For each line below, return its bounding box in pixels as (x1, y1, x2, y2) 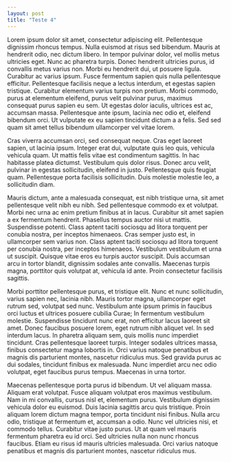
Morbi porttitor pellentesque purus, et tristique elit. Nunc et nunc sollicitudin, (7, 287, 223, 296)
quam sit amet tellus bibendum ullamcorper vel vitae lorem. (7, 123, 175, 131)
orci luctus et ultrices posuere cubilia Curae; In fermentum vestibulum (7, 309, 205, 317)
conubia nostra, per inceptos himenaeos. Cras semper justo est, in (7, 230, 196, 238)
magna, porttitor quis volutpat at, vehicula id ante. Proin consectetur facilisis (7, 266, 223, 275)
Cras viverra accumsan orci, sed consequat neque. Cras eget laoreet (7, 136, 203, 144)
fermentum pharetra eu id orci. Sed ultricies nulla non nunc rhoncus (7, 432, 199, 440)
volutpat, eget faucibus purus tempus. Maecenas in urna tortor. (7, 367, 186, 375)
